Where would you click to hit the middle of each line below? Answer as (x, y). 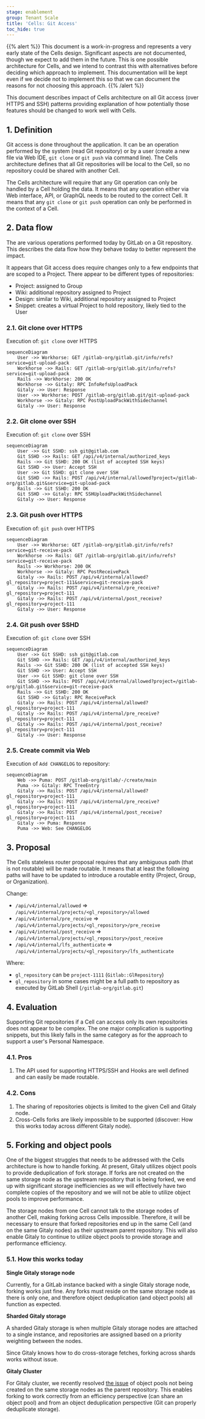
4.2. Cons (21, 1093)
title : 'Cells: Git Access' (42, 23)
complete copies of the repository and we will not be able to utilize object (99, 1192)
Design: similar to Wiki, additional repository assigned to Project (95, 299)
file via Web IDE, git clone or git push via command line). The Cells (92, 158)
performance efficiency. (37, 1243)
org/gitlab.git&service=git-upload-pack (59, 484)
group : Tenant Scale (33, 18)
